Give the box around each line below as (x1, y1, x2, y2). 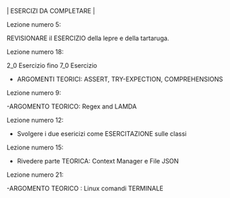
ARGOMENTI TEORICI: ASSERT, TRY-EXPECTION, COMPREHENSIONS (16, 75, 224, 83)
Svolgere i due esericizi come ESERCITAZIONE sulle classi (16, 130, 187, 137)
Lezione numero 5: (6, 20, 62, 28)
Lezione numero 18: (6, 48, 64, 56)
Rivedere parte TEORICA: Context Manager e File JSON (16, 157, 179, 165)
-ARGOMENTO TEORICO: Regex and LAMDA (6, 102, 137, 111)
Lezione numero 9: (6, 89, 62, 97)
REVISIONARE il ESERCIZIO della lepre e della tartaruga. (6, 34, 170, 42)
